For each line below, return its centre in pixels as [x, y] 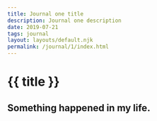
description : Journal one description [64, 21]
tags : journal [28, 34]
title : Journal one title [45, 14]
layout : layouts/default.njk [50, 40]
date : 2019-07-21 [33, 27]
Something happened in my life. [79, 108]
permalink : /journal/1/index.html [58, 47]
